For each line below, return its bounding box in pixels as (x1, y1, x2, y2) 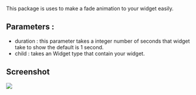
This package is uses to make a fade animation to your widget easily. (6, 5, 174, 12)
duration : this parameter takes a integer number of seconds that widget (14, 38, 190, 45)
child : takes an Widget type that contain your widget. (14, 50, 145, 57)
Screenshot (6, 67, 50, 77)
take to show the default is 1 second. (14, 43, 104, 50)
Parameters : (6, 22, 54, 32)
